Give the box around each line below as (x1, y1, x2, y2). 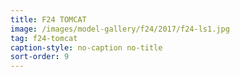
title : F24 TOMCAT (10, 14, 87, 25)
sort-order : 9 (10, 52, 70, 62)
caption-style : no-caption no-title (10, 42, 163, 53)
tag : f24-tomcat (10, 33, 78, 43)
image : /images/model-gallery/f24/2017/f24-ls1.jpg (10, 24, 230, 34)
